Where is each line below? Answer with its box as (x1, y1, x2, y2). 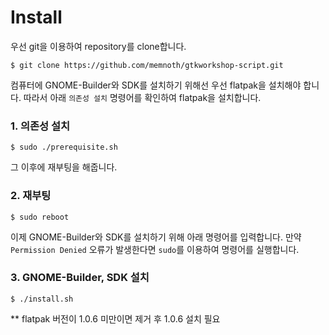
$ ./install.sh (10, 294, 74, 304)
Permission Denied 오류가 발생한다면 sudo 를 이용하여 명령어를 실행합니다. (10, 243, 300, 255)
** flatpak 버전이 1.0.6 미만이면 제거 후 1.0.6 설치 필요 (10, 312, 221, 325)
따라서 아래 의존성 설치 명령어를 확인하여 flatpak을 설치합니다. (23, 91, 262, 103)
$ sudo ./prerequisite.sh (10, 142, 118, 153)
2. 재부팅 (10, 189, 52, 203)
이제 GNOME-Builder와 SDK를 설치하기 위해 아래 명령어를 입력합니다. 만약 (10, 231, 302, 243)
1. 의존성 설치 (10, 119, 71, 133)
